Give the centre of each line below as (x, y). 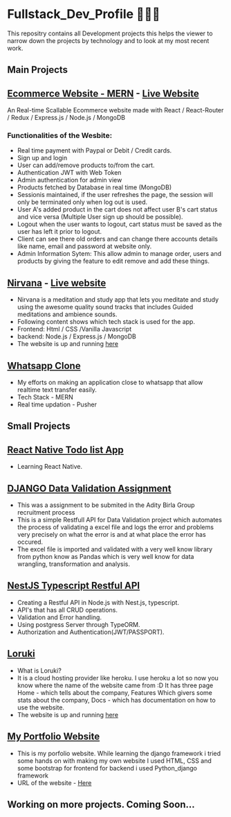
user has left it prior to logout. (59, 232)
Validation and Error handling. (59, 617)
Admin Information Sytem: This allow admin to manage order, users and (119, 254)
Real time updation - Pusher (57, 404)
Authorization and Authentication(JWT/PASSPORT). (91, 632)
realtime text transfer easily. (57, 390)
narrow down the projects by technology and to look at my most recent (108, 40)
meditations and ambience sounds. (67, 314)
